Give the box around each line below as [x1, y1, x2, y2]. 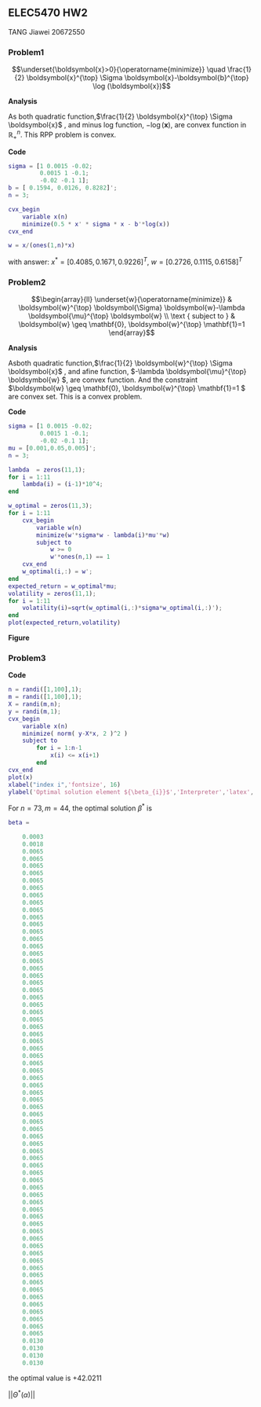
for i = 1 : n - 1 [36, 744, 82, 752]
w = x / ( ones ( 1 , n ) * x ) [8, 241, 76, 250]
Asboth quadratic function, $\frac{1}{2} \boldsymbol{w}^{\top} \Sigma [8, 358, 233, 368]
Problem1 [8, 46, 45, 57]
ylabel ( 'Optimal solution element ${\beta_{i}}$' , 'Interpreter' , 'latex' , [8, 788, 255, 796]
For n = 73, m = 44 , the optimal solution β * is [8, 802, 153, 813]
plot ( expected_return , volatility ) [8, 619, 121, 627]
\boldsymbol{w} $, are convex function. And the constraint [8, 375, 198, 384]
